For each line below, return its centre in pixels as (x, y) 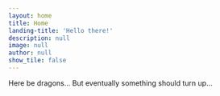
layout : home (30, 16)
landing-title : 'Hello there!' (61, 30)
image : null (28, 46)
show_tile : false (37, 61)
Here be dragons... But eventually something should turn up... (111, 83)
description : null (39, 38)
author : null (30, 53)
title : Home (28, 23)
